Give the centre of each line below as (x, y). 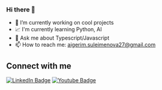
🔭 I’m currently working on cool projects (64, 23)
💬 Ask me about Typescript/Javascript (62, 38)
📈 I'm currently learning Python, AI (58, 29)
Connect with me (39, 66)
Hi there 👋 (21, 10)
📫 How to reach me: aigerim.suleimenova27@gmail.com (85, 45)
